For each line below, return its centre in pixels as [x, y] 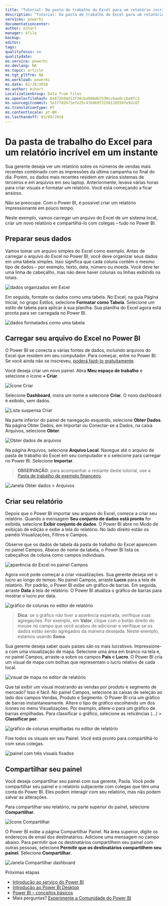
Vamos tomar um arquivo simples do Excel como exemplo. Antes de [75, 251]
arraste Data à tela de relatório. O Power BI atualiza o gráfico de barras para [83, 591]
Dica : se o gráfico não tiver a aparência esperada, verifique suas [84, 615]
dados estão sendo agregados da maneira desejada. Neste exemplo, [88, 631]
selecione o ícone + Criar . [32, 376]
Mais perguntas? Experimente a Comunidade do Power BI [72, 898]
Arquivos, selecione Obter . [33, 431]
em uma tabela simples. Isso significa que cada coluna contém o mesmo [80, 262]
